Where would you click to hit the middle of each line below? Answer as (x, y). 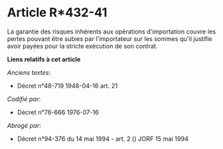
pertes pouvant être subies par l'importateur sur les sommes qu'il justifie (110, 38)
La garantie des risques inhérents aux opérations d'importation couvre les (111, 31)
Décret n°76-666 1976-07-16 (58, 112)
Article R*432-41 (57, 13)
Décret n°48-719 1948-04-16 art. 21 (67, 85)
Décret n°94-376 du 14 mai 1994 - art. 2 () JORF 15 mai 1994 (103, 139)
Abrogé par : (24, 125)
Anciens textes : (29, 72)
